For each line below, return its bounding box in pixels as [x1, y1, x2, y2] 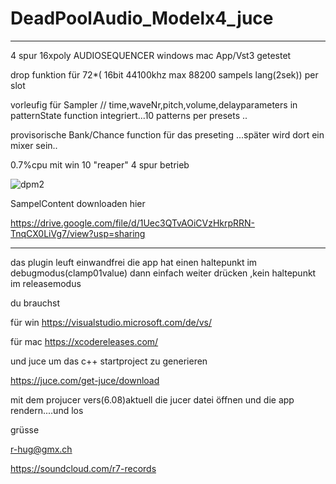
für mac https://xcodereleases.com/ [10, 335, 159, 347]
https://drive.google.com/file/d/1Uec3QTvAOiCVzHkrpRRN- [10, 217, 256, 229]
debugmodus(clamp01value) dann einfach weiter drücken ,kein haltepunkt [10, 267, 317, 279]
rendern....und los [10, 404, 84, 416]
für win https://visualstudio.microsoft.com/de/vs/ [10, 316, 213, 328]
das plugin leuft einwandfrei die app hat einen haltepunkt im [10, 256, 258, 268]
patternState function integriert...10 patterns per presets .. [10, 109, 248, 121]
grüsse [10, 423, 40, 436]
